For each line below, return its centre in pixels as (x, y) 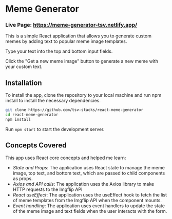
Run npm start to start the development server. (55, 129)
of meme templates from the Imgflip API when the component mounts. (87, 200)
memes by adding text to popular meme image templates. (66, 41)
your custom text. (24, 67)
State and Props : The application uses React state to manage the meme (89, 167)
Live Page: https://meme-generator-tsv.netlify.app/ (71, 25)
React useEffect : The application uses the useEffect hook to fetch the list (90, 194)
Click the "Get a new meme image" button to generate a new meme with (82, 61)
